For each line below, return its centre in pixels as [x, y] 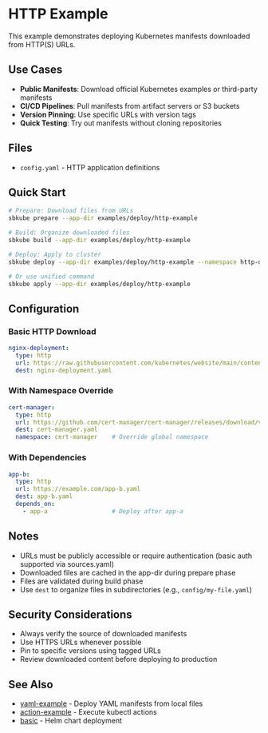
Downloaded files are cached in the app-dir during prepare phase [128, 572]
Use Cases [35, 70]
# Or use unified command [51, 277]
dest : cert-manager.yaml [57, 430]
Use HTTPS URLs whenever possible [81, 642]
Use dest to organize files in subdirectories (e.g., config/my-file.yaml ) [136, 589]
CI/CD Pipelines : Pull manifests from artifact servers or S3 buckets [130, 106]
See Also [31, 684]
